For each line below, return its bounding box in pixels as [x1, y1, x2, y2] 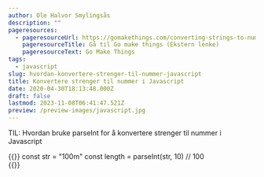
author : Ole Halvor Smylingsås [8, 11, 111, 20]
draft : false [8, 92, 51, 100]
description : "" [8, 19, 61, 27]
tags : [8, 56, 26, 64]
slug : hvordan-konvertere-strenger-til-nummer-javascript [8, 70, 202, 78]
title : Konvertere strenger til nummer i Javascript [8, 77, 185, 85]
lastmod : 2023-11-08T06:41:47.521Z [8, 99, 125, 107]
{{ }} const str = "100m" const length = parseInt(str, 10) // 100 [8, 152, 204, 161]
